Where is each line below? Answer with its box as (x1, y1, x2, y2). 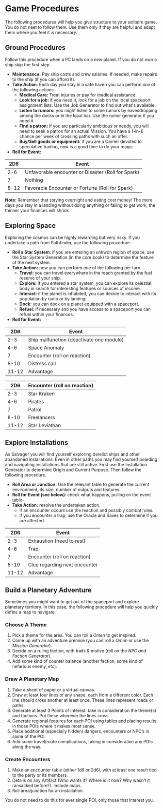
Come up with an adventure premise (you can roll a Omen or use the (12, 637, 149, 644)
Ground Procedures (5, 43, 66, 52)
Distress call (28, 360, 56, 367)
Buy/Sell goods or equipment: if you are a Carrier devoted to (19, 138, 142, 144)
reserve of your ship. (19, 275, 62, 281)
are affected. (19, 518, 45, 524)
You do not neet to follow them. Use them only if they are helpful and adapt (5, 24, 155, 30)
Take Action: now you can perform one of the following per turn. (12, 264, 142, 271)
